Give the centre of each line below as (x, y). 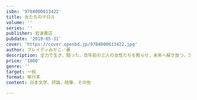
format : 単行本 (23, 77)
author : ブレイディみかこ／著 (38, 50)
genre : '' (18, 66)
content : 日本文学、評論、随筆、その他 (48, 83)
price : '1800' (23, 61)
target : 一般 (21, 72)
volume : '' (19, 22)
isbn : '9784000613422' (34, 11)
